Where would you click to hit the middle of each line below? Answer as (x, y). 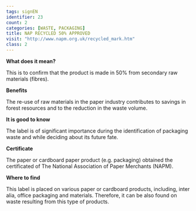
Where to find (23, 177)
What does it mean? (31, 61)
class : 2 (17, 45)
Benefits (17, 90)
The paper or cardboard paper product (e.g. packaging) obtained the (89, 160)
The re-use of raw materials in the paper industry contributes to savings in (96, 101)
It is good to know (28, 119)
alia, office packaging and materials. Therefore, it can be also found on (92, 195)
